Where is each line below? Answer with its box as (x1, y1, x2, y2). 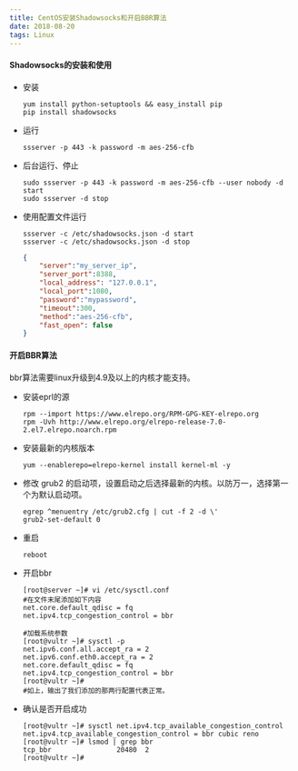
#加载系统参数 (22, 628, 68, 637)
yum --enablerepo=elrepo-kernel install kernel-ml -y (22, 460, 231, 469)
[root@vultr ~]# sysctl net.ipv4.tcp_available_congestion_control (22, 721, 283, 730)
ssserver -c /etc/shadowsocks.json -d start (22, 229, 194, 238)
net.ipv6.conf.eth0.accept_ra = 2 (22, 652, 154, 662)
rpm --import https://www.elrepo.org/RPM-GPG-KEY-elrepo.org (22, 409, 260, 418)
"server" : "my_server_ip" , (39, 261, 138, 271)
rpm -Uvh (22, 417, 56, 426)
